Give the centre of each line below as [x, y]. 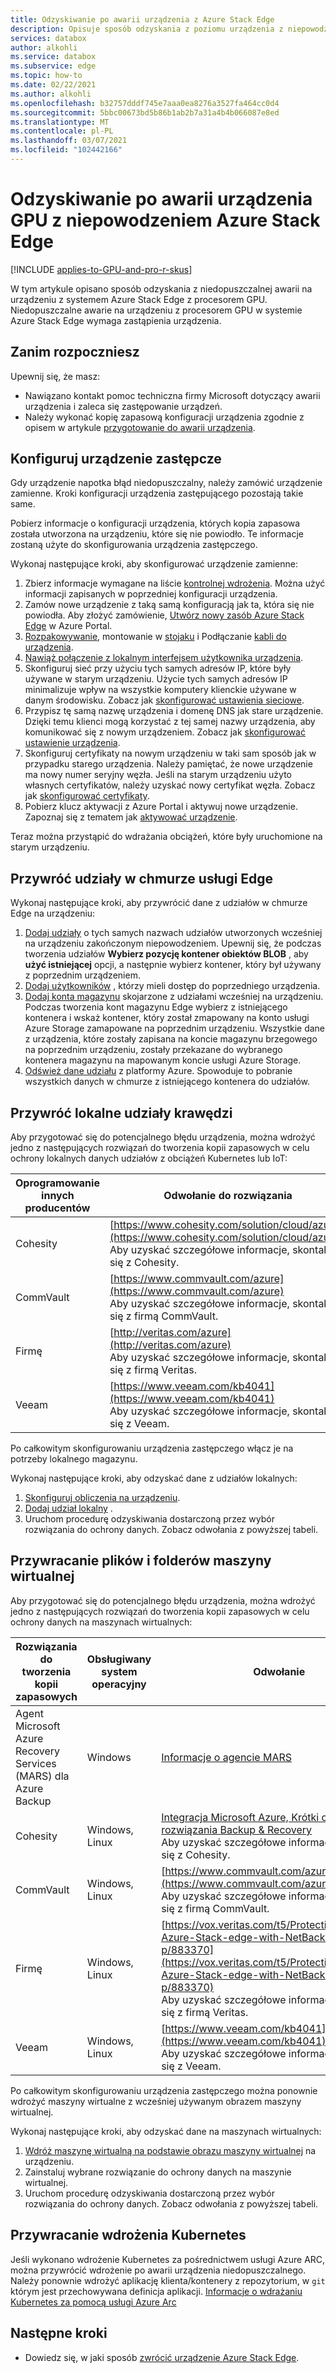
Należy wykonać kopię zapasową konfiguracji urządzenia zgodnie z [164, 417]
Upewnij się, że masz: [55, 376]
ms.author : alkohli [51, 94]
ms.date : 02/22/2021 [53, 85]
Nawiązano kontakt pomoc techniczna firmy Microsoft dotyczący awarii [172, 395]
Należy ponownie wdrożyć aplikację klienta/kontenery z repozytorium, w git [168, 2280]
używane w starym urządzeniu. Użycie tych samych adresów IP [156, 679]
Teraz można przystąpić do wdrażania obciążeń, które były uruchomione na [166, 837]
